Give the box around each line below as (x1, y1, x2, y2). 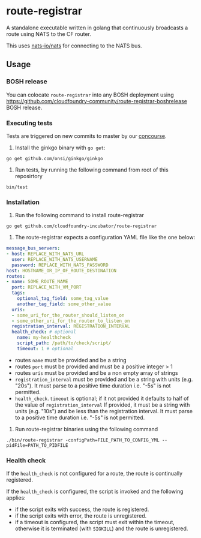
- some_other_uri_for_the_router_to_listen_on (11, 318, 130, 324)
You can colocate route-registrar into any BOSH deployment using (6, 91, 174, 98)
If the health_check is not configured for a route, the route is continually (6, 470, 183, 477)
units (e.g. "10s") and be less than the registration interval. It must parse (14, 407, 193, 414)
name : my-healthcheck (17, 335, 71, 341)
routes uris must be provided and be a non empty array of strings (14, 369, 178, 376)
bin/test (6, 184, 28, 190)
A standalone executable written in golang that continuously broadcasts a (6, 24, 188, 31)
